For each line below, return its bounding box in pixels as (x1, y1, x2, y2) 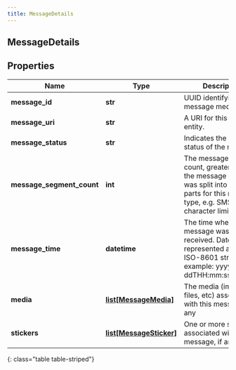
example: (183, 261, 214, 271)
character (183, 206, 216, 216)
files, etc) (183, 290, 215, 300)
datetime (105, 244, 136, 253)
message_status (11, 138, 67, 147)
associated (183, 328, 220, 338)
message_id (11, 97, 53, 107)
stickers (11, 328, 39, 338)
